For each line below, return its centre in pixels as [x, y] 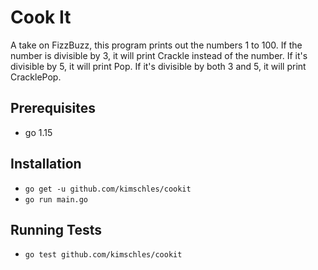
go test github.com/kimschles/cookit [103, 255]
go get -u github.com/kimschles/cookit [108, 189]
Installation [46, 164]
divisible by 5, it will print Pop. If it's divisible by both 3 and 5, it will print [158, 66]
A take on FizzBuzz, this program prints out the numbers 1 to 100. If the [156, 45]
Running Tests [56, 229]
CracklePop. [36, 77]
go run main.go [56, 199]
